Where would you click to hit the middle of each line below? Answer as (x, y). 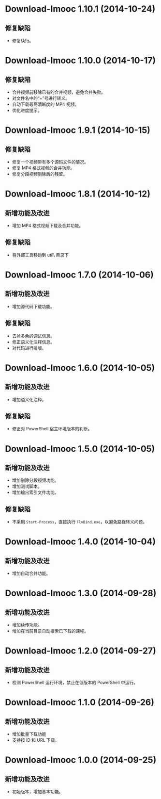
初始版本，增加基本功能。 (37, 792)
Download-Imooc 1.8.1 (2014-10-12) (78, 194)
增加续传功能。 (27, 625)
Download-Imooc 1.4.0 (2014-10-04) (80, 542)
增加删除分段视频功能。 (35, 480)
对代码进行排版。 (29, 348)
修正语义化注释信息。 (33, 342)
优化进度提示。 (27, 110)
